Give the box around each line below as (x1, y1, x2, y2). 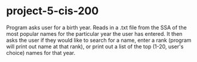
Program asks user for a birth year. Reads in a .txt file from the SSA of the (6, 24, 187, 31)
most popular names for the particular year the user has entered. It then (6, 30, 183, 37)
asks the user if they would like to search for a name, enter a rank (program (6, 36, 192, 44)
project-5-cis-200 (6, 4, 99, 18)
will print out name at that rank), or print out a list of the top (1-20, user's (6, 43, 184, 50)
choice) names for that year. (6, 49, 76, 56)
